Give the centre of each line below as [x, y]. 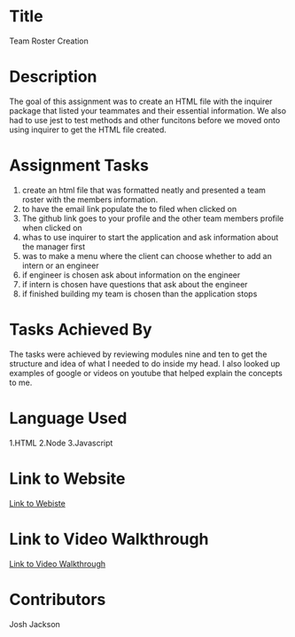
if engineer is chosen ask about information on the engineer [131, 275]
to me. [21, 382]
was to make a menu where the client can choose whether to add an [147, 256]
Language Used [68, 418]
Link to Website [67, 479]
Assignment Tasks [79, 165]
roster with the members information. [90, 199]
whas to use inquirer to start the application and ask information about [150, 237]
